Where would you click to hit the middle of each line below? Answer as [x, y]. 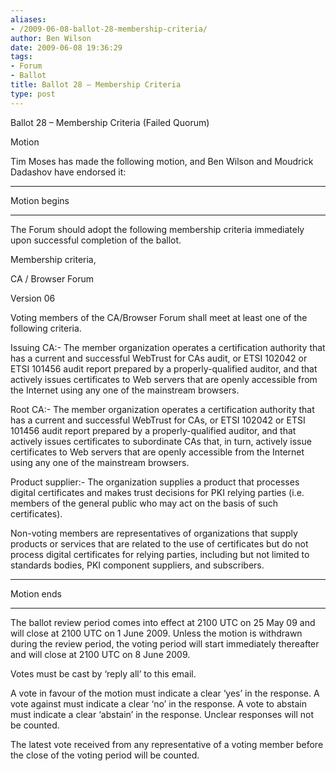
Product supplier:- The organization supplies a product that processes [155, 482]
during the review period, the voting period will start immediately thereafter [165, 643]
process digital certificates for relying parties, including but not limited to [160, 554]
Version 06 [33, 298]
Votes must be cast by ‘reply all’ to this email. [103, 673]
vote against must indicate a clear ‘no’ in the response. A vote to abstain [158, 703]
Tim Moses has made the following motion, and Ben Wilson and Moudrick [162, 161]
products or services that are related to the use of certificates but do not [159, 543]
